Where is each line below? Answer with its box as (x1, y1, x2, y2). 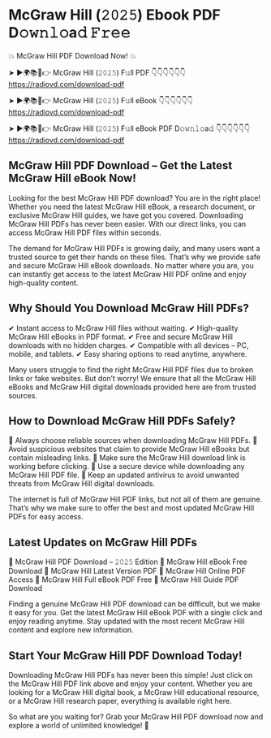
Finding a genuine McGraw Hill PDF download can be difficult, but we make (8, 599, 261, 609)
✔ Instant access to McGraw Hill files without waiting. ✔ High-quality (8, 323, 239, 332)
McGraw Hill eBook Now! (8, 171, 136, 185)
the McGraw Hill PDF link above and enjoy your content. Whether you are (8, 679, 253, 688)
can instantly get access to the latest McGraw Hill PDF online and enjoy (8, 269, 247, 279)
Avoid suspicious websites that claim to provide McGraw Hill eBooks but (8, 445, 250, 454)
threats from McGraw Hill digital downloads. (8, 479, 156, 488)
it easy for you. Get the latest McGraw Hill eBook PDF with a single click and (8, 608, 263, 618)
